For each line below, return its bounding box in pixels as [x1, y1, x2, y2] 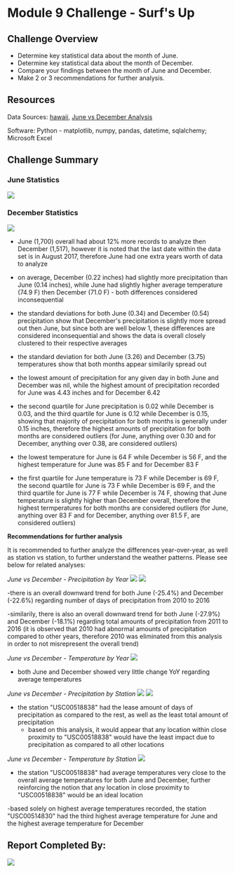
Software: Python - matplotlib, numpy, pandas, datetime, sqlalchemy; [7, 126, 207, 135]
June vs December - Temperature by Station [7, 754, 137, 763]
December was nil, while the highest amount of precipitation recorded [17, 381, 220, 389]
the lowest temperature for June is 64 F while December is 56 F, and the [17, 452, 227, 461]
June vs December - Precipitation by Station [7, 689, 136, 698]
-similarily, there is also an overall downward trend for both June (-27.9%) [7, 609, 221, 618]
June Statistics [7, 175, 60, 185]
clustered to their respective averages [17, 339, 128, 347]
